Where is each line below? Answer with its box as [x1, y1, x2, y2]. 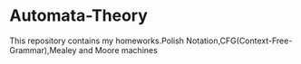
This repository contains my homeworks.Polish [9, 35, 184, 46]
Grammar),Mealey [9, 44, 77, 55]
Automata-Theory [9, 5, 148, 26]
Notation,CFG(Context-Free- [185, 35, 293, 46]
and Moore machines [78, 44, 159, 55]
